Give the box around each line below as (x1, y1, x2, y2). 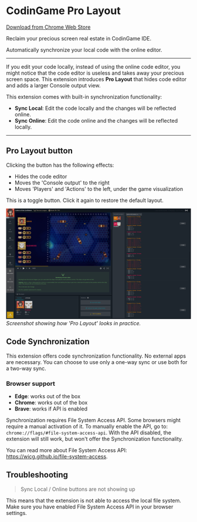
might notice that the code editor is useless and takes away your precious (6, 69, 185, 76)
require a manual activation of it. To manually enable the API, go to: (6, 423, 168, 430)
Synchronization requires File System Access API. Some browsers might (6, 417, 181, 424)
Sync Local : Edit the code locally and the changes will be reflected (14, 105, 176, 112)
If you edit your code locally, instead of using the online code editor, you (6, 63, 181, 70)
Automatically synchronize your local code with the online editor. (6, 46, 162, 53)
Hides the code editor (14, 173, 67, 180)
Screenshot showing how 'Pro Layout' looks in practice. (6, 319, 141, 326)
